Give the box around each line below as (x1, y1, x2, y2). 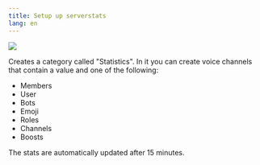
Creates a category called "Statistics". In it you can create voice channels (8, 56, 253, 66)
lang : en (8, 19, 38, 27)
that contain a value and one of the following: (8, 65, 159, 75)
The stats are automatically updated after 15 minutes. (8, 147, 185, 157)
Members (19, 80, 52, 90)
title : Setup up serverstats (8, 11, 107, 20)
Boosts (19, 132, 44, 142)
